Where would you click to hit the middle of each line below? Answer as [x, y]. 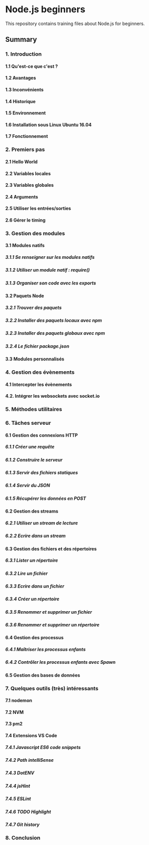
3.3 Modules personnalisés [35, 359]
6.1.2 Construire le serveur [34, 460]
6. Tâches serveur [28, 423]
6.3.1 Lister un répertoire [32, 561]
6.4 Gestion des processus [34, 638]
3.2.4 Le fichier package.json [38, 346]
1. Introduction [23, 54]
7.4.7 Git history [22, 824]
